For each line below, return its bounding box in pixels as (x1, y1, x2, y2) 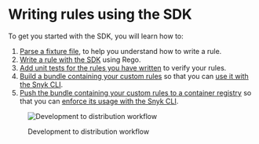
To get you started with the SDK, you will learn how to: (8, 31, 184, 41)
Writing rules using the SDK (8, 5, 192, 23)
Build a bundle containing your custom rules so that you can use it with (19, 71, 249, 81)
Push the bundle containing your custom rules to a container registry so (19, 88, 252, 97)
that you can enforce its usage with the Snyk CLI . (19, 96, 179, 106)
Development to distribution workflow (27, 127, 150, 136)
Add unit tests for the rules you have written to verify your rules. (19, 63, 227, 72)
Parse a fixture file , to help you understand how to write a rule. (19, 46, 222, 56)
